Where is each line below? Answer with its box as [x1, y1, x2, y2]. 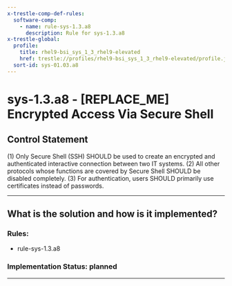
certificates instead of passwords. [7, 181, 104, 190]
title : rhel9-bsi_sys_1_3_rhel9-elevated [19, 49, 140, 56]
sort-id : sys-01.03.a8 [13, 62, 79, 69]
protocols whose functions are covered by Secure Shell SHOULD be [7, 167, 201, 175]
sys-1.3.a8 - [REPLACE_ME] [7, 91, 170, 107]
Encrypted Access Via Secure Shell [7, 106, 214, 122]
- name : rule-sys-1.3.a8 [19, 23, 91, 30]
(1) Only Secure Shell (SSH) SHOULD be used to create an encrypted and [7, 152, 215, 160]
